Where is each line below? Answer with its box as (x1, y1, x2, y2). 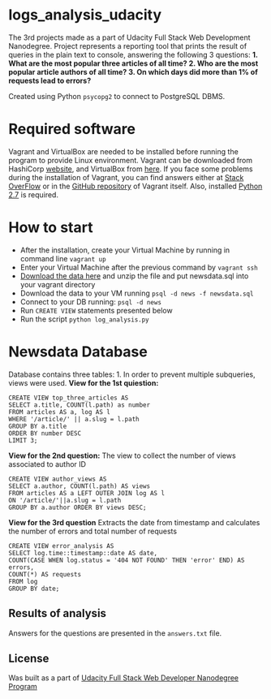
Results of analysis (8, 606, 107, 620)
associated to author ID (8, 459, 87, 468)
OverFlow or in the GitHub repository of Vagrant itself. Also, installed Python (8, 181, 263, 191)
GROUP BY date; (8, 585, 60, 593)
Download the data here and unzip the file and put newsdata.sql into (19, 270, 249, 281)
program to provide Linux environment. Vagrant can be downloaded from (8, 155, 253, 165)
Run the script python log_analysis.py (19, 314, 150, 324)
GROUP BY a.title (8, 422, 67, 430)
